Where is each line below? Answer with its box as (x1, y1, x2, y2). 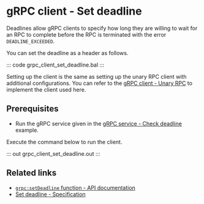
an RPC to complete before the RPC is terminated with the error (6, 31, 167, 38)
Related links (6, 168, 57, 178)
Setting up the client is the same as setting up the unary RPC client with (6, 73, 187, 80)
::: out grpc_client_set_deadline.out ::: (6, 150, 100, 157)
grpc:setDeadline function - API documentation (15, 184, 136, 191)
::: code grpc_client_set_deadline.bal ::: (6, 61, 105, 68)
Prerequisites (6, 104, 59, 114)
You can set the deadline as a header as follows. (6, 49, 129, 56)
